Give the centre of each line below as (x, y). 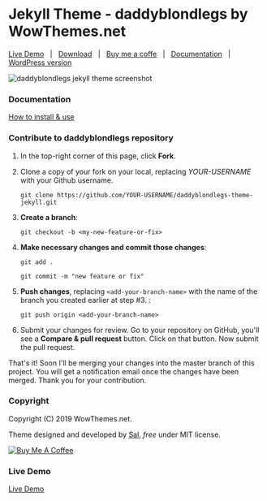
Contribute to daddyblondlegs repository (91, 138)
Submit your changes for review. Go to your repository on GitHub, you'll (140, 330)
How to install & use (41, 117)
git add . (37, 262)
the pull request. (47, 347)
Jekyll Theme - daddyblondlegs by (128, 14)
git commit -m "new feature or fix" (82, 276)
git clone (37, 195)
